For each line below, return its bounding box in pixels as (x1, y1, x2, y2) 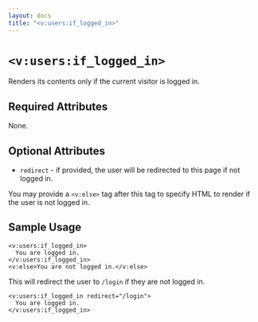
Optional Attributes (8, 144, 106, 158)
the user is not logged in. (8, 198, 90, 207)
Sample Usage (8, 221, 82, 234)
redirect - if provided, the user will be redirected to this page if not (19, 165, 240, 175)
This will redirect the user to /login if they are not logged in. (8, 277, 205, 286)
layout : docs (8, 11, 52, 20)
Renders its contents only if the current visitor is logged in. (8, 77, 201, 86)
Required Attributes (8, 100, 108, 113)
